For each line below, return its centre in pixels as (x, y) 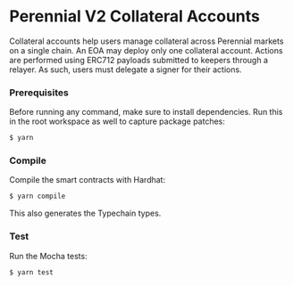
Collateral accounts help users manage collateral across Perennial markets (146, 41)
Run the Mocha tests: (48, 256)
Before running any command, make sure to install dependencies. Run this (146, 112)
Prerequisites (39, 93)
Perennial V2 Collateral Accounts (135, 16)
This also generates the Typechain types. (85, 213)
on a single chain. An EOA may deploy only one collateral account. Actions (146, 50)
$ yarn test (31, 272)
